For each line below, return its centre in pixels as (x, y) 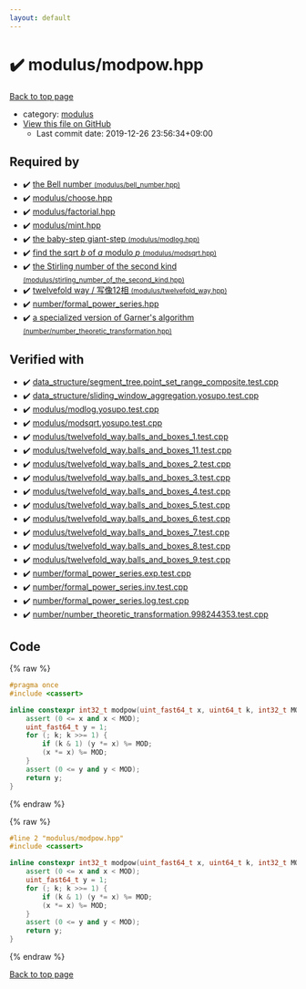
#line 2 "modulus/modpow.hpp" (67, 838)
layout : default (40, 18)
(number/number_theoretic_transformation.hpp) (97, 332)
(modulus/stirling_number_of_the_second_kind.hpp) (103, 280)
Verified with (47, 360)
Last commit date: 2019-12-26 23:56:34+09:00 (125, 133)
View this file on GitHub (67, 123)
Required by (45, 162)
